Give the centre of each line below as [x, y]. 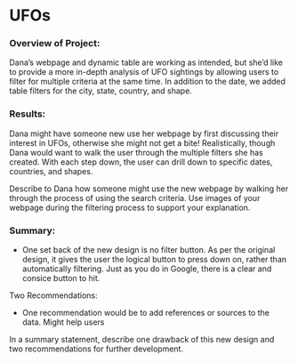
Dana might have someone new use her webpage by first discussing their [144, 133]
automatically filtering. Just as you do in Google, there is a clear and [147, 269]
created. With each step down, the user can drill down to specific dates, [141, 162]
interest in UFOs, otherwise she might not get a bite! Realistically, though [142, 142]
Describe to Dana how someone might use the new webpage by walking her [149, 189]
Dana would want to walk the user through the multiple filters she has [137, 152]
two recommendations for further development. [97, 349]
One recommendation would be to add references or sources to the [145, 313]
